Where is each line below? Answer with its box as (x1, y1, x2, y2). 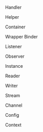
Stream (5, 93, 20, 98)
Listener (5, 43, 22, 50)
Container (5, 24, 26, 30)
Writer (5, 83, 18, 89)
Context (5, 122, 21, 128)
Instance (5, 63, 23, 69)
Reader (5, 73, 20, 79)
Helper (5, 14, 19, 20)
